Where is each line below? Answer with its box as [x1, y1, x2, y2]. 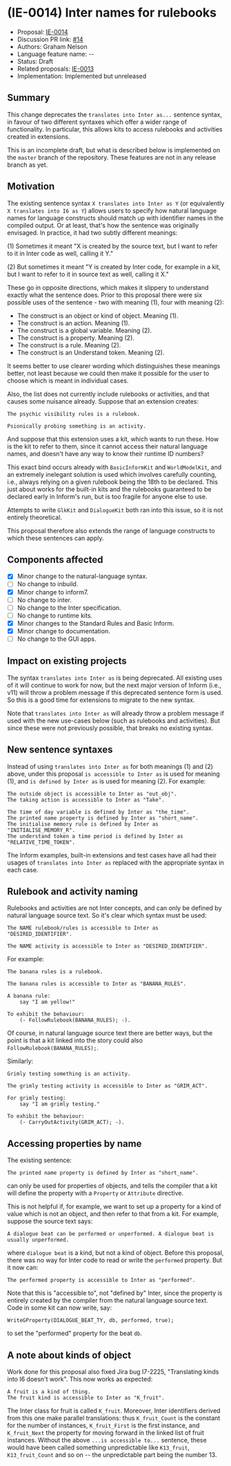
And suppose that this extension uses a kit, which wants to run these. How [7, 435, 219, 443]
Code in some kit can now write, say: [7, 1303, 112, 1312]
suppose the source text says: [7, 1217, 93, 1226]
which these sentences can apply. [7, 534, 104, 542]
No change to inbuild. [17, 580, 79, 588]
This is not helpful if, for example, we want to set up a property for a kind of [7, 1202, 222, 1211]
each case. [7, 865, 39, 874]
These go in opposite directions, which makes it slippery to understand [7, 283, 209, 291]
